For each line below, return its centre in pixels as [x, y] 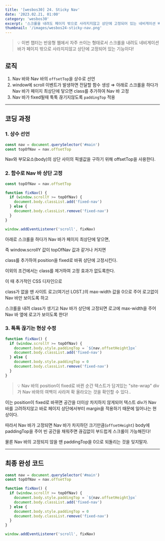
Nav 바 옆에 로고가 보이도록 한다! [37, 314]
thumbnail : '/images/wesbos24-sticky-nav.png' [54, 28]
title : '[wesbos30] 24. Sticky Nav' [42, 10]
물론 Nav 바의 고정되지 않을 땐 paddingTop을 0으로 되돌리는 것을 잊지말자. [77, 441]
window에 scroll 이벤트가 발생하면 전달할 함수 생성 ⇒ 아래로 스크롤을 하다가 [85, 85]
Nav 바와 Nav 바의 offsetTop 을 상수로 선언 [54, 78]
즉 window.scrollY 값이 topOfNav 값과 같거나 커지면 [56, 250]
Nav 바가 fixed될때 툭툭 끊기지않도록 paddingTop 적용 [64, 97]
